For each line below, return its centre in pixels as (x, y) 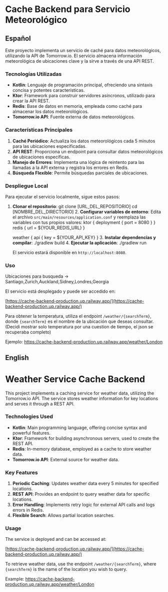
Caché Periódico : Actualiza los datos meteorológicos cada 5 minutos (84, 141)
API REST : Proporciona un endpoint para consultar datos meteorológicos (87, 151)
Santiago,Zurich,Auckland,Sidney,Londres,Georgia (57, 282)
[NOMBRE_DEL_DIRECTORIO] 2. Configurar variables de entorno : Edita (87, 212)
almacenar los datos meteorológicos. (50, 112)
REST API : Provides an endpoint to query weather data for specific (81, 494)
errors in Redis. (28, 510)
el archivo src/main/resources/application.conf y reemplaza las (79, 217)
